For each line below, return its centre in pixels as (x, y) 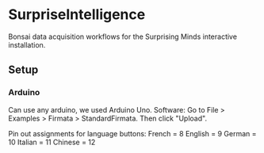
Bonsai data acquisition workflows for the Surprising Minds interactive (123, 36)
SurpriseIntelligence (77, 15)
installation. (27, 44)
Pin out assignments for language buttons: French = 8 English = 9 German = (132, 133)
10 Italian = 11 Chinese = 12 (52, 142)
